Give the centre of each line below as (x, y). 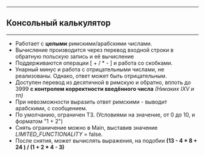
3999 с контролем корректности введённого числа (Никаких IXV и (105, 88)
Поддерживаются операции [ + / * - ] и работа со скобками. (94, 63)
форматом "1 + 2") (39, 121)
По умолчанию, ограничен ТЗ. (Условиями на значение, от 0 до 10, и (105, 115)
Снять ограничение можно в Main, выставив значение (86, 127)
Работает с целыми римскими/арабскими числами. (84, 43)
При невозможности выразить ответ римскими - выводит (91, 102)
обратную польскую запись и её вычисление (74, 56)
